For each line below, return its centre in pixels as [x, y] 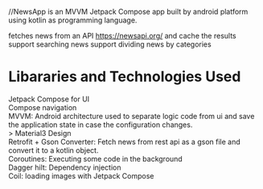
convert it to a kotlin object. [53, 150]
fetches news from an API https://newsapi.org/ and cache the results [122, 36]
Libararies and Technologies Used [125, 77]
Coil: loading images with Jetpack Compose [81, 175]
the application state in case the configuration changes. [101, 125]
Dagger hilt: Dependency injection [65, 167]
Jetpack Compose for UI [49, 99]
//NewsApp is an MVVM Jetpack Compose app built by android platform [128, 12]
